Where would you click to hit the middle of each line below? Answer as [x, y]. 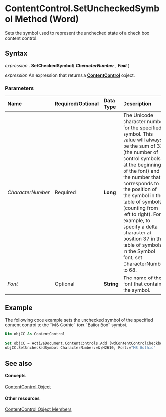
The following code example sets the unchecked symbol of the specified [79, 320]
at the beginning [142, 165]
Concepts [15, 376]
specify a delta [140, 227]
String [111, 284]
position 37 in [139, 239]
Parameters [19, 88]
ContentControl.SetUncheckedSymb [82, 9]
